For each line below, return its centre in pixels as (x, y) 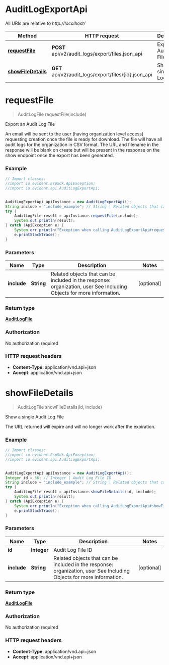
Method (27, 35)
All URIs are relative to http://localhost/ (45, 23)
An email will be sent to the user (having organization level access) (74, 134)
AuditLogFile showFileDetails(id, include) (60, 407)
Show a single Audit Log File (35, 417)
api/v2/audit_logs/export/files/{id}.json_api (102, 74)
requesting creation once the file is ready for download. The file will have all (84, 139)
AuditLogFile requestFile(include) (52, 114)
